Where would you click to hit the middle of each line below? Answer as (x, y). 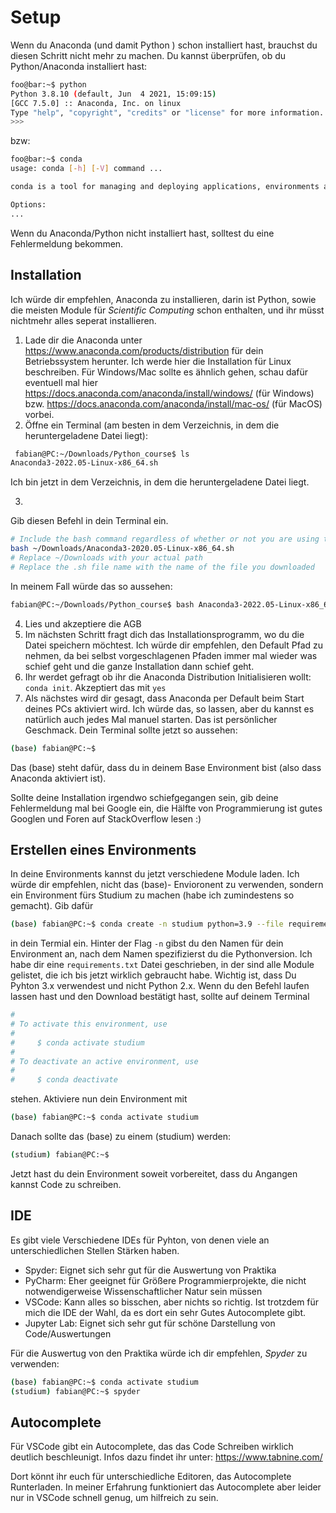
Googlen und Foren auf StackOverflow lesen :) (106, 818)
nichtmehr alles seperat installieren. (83, 320)
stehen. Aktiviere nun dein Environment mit (99, 1099)
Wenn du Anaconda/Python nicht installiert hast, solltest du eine (142, 233)
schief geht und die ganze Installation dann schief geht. (139, 666)
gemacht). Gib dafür (52, 906)
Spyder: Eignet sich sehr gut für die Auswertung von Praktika (150, 1270)
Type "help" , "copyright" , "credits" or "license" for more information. (167, 112)
